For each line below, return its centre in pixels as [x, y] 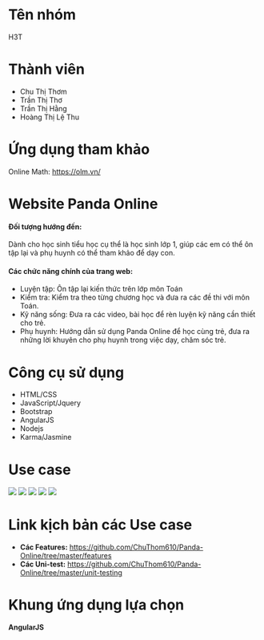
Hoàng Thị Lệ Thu [50, 117]
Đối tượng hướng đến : [45, 227]
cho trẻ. [33, 323]
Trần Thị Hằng [44, 108]
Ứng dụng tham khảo [79, 149]
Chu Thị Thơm [44, 91]
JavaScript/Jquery [50, 403]
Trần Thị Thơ [41, 100]
